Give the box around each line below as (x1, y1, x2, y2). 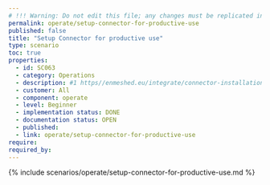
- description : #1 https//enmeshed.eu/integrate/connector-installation (15, 78, 264, 86)
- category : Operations (15, 71, 95, 79)
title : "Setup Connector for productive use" (8, 34, 163, 42)
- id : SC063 (15, 64, 56, 72)
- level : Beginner (15, 101, 78, 109)
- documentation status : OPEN (15, 116, 117, 124)
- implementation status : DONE (15, 109, 121, 117)
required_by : (8, 146, 52, 154)
